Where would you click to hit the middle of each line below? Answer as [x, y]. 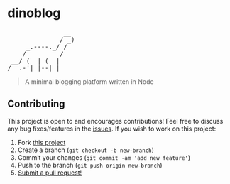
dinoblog [34, 13]
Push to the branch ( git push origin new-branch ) [90, 165]
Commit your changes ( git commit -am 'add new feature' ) [104, 157]
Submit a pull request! [50, 173]
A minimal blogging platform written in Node [89, 81]
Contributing [36, 104]
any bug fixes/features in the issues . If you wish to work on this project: [112, 129]
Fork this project [42, 142]
